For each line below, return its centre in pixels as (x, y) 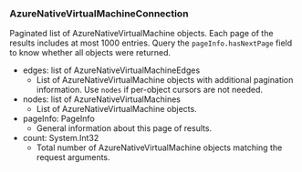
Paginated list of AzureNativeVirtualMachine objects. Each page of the (141, 34)
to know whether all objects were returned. (90, 53)
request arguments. (73, 157)
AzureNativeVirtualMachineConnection (99, 14)
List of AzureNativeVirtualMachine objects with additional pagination (165, 80)
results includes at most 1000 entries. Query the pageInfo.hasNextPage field (151, 43)
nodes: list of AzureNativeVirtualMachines (101, 99)
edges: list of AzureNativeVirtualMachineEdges (111, 70)
